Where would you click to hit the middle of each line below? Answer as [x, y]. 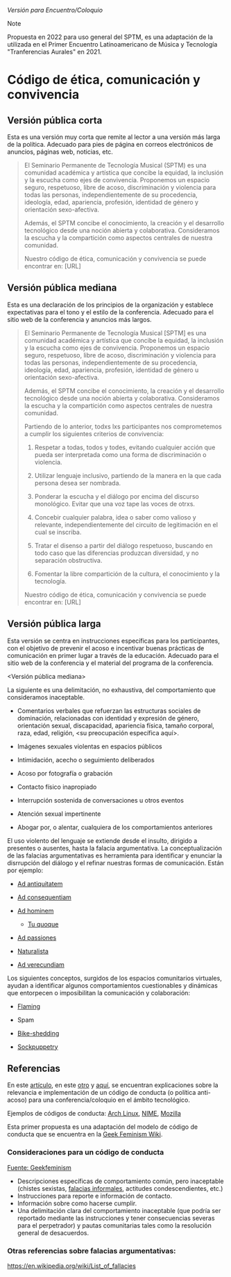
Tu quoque [43, 924]
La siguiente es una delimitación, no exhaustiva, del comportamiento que [112, 690]
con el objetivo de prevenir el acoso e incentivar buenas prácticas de [106, 648]
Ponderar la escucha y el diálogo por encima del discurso [117, 496]
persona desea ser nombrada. [78, 483]
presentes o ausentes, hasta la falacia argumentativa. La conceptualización [115, 848]
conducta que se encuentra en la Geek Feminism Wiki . [85, 1134]
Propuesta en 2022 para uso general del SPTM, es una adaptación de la [110, 37]
